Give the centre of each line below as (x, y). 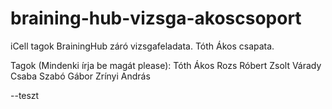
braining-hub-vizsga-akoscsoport (156, 18)
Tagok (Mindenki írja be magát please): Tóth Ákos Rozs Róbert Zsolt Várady (166, 65)
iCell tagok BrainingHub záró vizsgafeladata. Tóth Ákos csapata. (142, 46)
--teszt (25, 95)
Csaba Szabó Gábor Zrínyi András (80, 76)
